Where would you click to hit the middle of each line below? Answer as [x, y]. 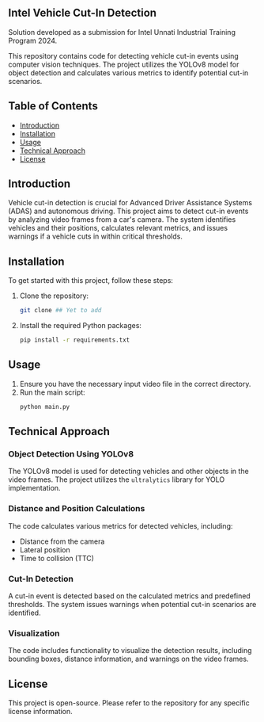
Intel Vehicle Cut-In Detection [82, 13]
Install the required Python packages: [81, 326]
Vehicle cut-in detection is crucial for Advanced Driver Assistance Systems [130, 203]
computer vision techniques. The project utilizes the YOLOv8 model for [124, 64]
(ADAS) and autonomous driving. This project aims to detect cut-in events [128, 211]
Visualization [34, 633]
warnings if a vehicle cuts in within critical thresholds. [96, 236]
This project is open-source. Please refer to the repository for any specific [129, 703]
